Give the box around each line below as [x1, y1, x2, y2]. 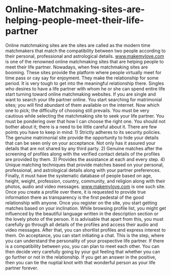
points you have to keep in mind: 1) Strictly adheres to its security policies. [5, 129, 161, 135]
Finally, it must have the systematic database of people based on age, [5, 172, 152, 178]
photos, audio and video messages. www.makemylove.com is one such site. [5, 183, 166, 190]
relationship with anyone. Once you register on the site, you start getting [5, 199, 157, 205]
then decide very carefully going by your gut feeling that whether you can [5, 248, 161, 255]
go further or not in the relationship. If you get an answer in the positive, [5, 254, 157, 260]
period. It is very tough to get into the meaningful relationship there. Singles [5, 80, 164, 86]
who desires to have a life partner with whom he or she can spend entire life [5, 85, 165, 91]
